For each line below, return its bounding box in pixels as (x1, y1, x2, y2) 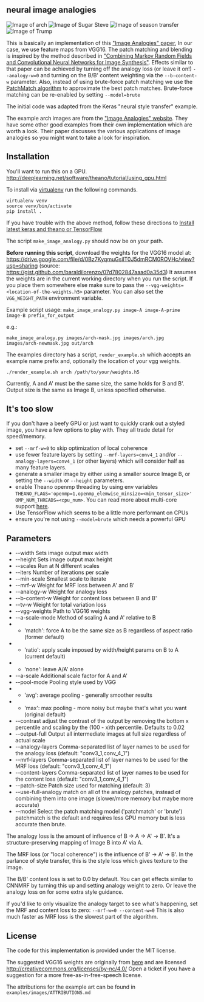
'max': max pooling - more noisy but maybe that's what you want (24, 705, 187, 712)
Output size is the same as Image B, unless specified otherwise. (6, 386, 166, 393)
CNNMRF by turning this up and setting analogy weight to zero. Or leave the (6, 882, 197, 890)
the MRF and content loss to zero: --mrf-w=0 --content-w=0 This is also (6, 907, 185, 914)
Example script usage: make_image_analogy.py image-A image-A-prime (6, 306, 180, 313)
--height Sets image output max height (15, 556, 112, 563)
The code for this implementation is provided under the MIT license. (6, 947, 176, 954)
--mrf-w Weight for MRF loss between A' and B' (15, 582, 135, 589)
